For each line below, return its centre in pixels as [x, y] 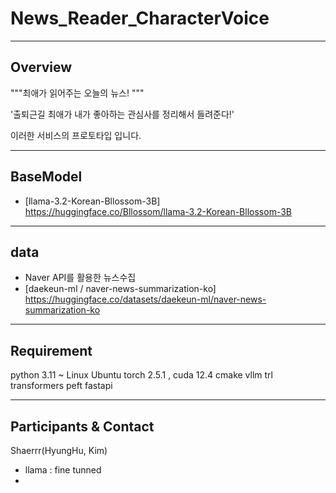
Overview [41, 67]
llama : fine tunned [63, 470]
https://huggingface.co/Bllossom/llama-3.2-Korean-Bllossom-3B [158, 211]
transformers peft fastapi [61, 386]
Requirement [51, 350]
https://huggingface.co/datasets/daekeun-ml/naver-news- [145, 299]
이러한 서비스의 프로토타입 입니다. [76, 135]
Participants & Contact [82, 426]
